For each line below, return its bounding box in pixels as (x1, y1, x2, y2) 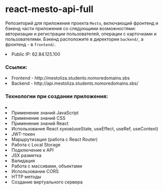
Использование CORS (12, 168, 59, 174)
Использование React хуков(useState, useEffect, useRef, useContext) (12, 125, 158, 131)
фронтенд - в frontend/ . (5, 41, 56, 47)
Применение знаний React (12, 120, 69, 126)
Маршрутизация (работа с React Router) (12, 136, 98, 142)
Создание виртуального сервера (12, 179, 83, 185)
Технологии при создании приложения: (5, 93, 108, 100)
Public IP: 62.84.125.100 (12, 51, 60, 57)
